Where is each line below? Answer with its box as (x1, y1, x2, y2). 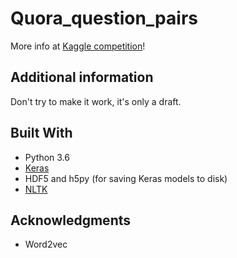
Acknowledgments (10, 212, 132, 229)
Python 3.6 (24, 151, 70, 163)
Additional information (10, 69, 154, 86)
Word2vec (24, 238, 68, 251)
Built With (10, 125, 73, 142)
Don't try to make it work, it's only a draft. (10, 95, 182, 107)
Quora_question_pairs (10, 7, 198, 30)
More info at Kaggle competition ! (10, 40, 146, 52)
